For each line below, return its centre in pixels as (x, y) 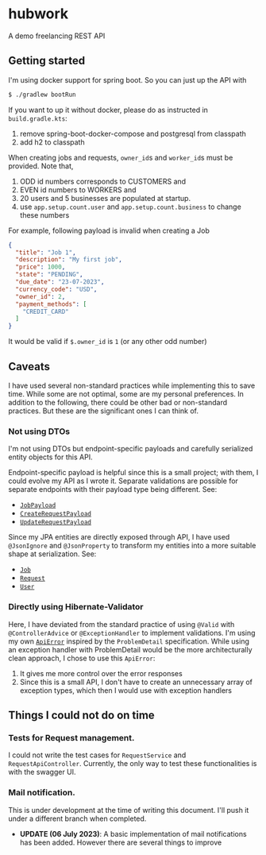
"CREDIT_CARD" (46, 311)
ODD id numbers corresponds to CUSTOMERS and (103, 181)
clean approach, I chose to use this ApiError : (82, 658)
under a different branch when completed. (77, 818)
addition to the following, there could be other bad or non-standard (118, 402)
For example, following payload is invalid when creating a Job (109, 230)
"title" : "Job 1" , (46, 252)
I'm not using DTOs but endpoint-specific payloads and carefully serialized (131, 449)
